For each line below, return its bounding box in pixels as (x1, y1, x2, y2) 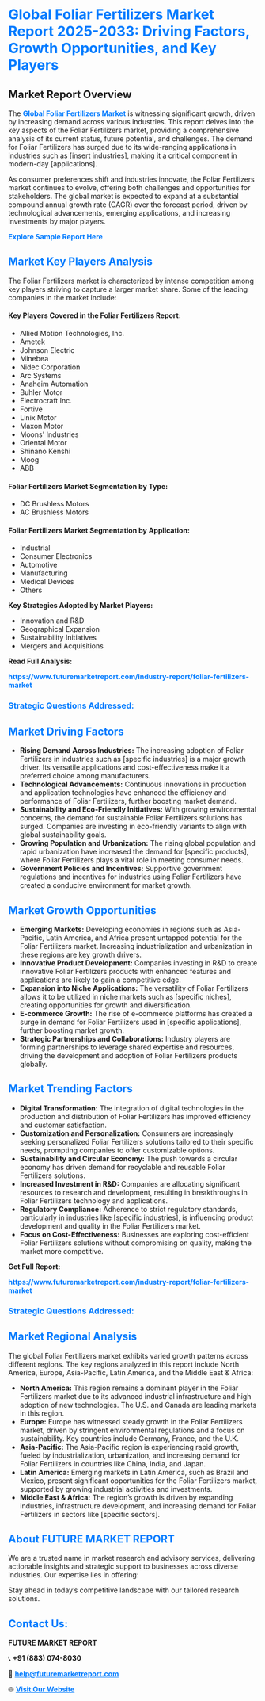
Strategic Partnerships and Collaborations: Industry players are (19, 1034, 231, 1043)
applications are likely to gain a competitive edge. (19, 975, 182, 984)
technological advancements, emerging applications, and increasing (8, 208, 231, 217)
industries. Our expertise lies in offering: (8, 1570, 139, 1580)
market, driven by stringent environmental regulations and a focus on (19, 1425, 245, 1435)
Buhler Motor (19, 388, 63, 397)
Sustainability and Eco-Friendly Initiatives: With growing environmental (19, 805, 257, 814)
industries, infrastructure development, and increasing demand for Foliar (19, 1500, 257, 1511)
